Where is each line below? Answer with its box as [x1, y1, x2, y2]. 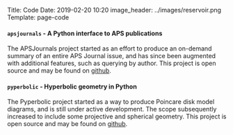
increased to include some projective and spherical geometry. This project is [7, 112, 227, 120]
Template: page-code [7, 13, 70, 21]
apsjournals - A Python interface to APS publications [7, 29, 163, 37]
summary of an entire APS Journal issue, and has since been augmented [7, 52, 216, 60]
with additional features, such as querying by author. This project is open [7, 59, 216, 68]
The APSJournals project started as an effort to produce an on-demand [7, 44, 212, 53]
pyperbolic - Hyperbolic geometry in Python [7, 82, 137, 91]
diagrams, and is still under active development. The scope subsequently [7, 105, 217, 114]
